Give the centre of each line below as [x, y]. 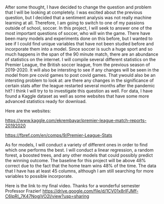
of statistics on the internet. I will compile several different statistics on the [81, 59]
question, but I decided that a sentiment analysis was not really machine [78, 17]
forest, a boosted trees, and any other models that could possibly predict [79, 155]
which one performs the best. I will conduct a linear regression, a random [79, 150]
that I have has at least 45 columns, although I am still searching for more [80, 171]
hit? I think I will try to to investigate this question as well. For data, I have [79, 91]
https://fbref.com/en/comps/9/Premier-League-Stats [59, 135]
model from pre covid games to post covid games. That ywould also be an [81, 75]
